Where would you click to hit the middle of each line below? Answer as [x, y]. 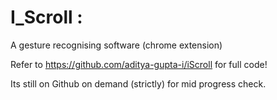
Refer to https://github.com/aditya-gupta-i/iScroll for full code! [139, 64]
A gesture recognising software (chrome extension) [116, 45]
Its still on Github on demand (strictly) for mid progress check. [138, 83]
